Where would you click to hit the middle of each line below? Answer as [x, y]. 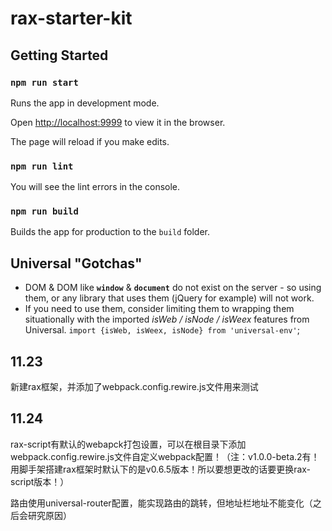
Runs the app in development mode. [85, 103]
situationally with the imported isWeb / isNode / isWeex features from [167, 319]
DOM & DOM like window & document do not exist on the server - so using [173, 288]
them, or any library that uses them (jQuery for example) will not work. [169, 298]
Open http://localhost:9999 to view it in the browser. [118, 122]
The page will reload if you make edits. [90, 141]
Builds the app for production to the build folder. [110, 232]
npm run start [44, 82]
